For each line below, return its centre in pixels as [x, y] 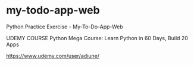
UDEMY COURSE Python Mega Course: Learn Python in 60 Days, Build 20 [97, 38]
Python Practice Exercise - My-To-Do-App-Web [65, 27]
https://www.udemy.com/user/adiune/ [53, 56]
